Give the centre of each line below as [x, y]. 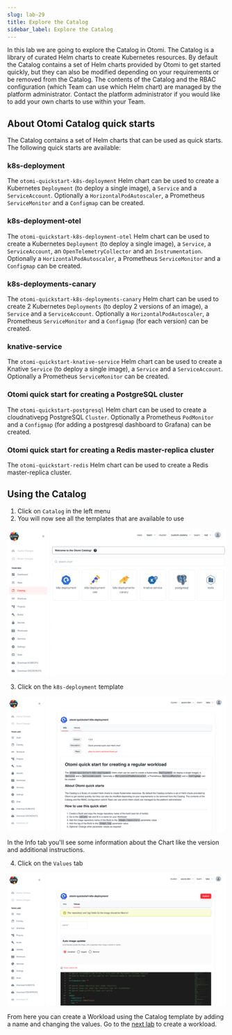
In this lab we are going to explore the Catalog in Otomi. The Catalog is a [111, 50]
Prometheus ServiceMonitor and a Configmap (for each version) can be [108, 321]
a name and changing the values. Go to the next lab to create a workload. [112, 1024]
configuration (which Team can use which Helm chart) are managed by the [114, 87]
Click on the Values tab [50, 863]
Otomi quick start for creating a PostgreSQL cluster [96, 394]
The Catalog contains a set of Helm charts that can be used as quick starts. [115, 141]
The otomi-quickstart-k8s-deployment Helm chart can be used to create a [113, 181]
